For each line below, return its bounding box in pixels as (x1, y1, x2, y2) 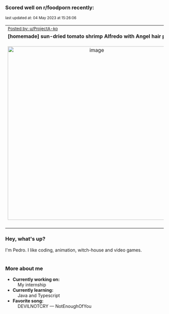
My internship (17, 282, 46, 288)
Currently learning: (12, 287, 54, 293)
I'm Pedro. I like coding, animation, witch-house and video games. (5, 247, 142, 253)
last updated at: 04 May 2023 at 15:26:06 (5, 16, 77, 21)
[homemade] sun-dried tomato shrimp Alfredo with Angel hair (8, 33, 161, 40)
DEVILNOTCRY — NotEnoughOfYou (17, 303, 92, 309)
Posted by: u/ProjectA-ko (8, 26, 58, 32)
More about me (5, 265, 43, 272)
